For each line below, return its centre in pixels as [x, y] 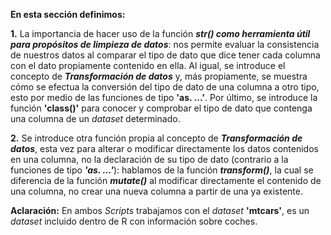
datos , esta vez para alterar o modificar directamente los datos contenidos [164, 148]
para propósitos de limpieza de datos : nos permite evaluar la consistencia [165, 44]
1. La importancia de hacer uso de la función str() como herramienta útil [160, 33]
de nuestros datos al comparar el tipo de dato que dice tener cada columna [165, 55]
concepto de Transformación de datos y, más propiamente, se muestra [159, 76]
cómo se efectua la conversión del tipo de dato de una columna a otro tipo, [165, 87]
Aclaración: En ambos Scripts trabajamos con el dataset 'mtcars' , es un [160, 210]
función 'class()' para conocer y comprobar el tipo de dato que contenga [161, 108]
